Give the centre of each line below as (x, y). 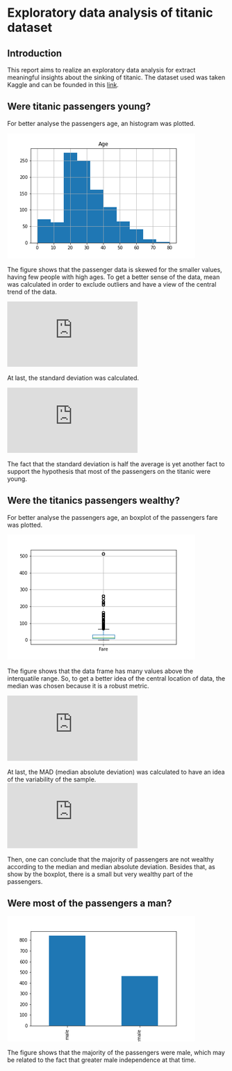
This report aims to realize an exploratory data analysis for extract (101, 70)
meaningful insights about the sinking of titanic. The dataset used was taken (116, 77)
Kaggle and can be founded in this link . (63, 85)
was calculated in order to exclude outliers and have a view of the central (112, 284)
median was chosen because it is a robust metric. (78, 685)
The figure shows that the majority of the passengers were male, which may (116, 1053)
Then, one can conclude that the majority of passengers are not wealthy (110, 859)
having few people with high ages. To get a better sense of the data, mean (114, 277)
